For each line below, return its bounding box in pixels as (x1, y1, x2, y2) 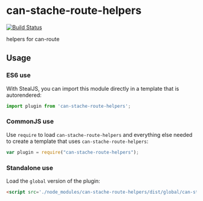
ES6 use (6, 71, 31, 79)
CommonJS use (6, 117, 54, 126)
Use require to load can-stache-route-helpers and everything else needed (6, 131, 193, 138)
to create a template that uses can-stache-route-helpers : (6, 137, 149, 145)
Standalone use (6, 163, 53, 172)
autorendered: (6, 91, 42, 99)
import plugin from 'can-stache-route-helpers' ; (6, 103, 131, 109)
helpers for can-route (6, 35, 60, 42)
